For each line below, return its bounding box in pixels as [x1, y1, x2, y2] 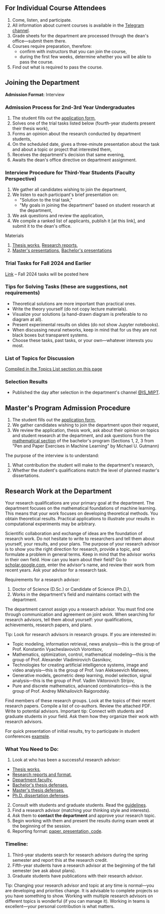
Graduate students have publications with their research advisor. [12, 873, 143, 879]
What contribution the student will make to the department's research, [12, 462, 155, 468]
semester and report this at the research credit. [12, 857, 108, 863]
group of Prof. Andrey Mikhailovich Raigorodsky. [12, 688, 110, 694]
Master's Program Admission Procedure [5, 404, 131, 412]
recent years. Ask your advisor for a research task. [5, 567, 108, 573]
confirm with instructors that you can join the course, [19, 48, 127, 54]
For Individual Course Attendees [5, 4, 107, 12]
